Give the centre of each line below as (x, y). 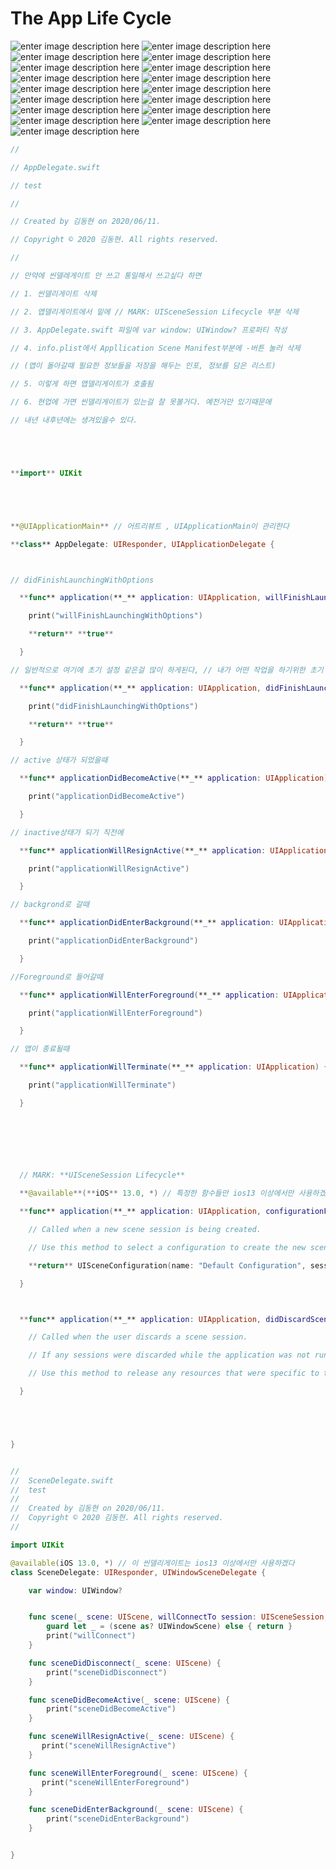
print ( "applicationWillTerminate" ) (102, 1085)
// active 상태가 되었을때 (59, 760)
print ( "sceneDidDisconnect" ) (107, 1672)
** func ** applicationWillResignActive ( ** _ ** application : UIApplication (174, 850)
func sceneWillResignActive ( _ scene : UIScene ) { (131, 1737)
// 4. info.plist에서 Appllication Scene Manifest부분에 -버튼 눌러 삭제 (155, 348)
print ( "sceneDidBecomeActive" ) (111, 1709)
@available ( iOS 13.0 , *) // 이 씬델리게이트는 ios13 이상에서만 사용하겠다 (152, 1563)
